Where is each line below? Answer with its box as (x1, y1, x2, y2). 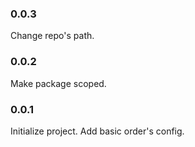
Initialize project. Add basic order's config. (10, 125, 185, 137)
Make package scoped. (10, 77, 107, 89)
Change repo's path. (10, 30, 95, 42)
